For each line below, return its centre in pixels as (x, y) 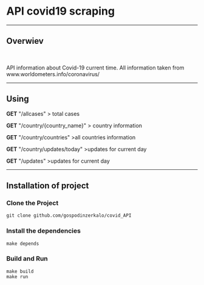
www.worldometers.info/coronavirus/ (53, 74)
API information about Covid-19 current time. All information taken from (95, 68)
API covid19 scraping (61, 11)
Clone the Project (32, 203)
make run (17, 276)
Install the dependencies (43, 231)
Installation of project (48, 185)
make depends (23, 244)
